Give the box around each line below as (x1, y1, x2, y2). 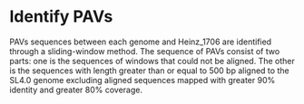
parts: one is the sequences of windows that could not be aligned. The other (9, 55, 295, 66)
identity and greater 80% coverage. (9, 84, 143, 95)
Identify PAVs (9, 6, 113, 27)
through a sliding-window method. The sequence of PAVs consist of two (9, 45, 280, 56)
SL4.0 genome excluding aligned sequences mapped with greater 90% (9, 74, 276, 85)
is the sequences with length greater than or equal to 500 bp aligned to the (9, 65, 289, 76)
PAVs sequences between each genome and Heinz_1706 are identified (9, 36, 272, 47)
